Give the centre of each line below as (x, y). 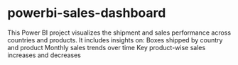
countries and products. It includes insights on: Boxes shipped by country (115, 40)
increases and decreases (44, 55)
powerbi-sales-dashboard (87, 13)
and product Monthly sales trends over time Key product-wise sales (107, 47)
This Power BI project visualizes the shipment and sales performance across (119, 32)
